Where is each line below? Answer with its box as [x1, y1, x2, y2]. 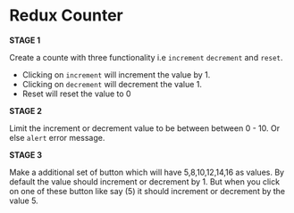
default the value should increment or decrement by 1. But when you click [9, 176, 280, 187]
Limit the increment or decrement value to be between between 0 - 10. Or [9, 122, 280, 134]
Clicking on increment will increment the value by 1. [21, 69, 211, 80]
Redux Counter [9, 5, 123, 26]
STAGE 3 [9, 149, 43, 160]
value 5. [9, 195, 38, 206]
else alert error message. [9, 132, 105, 143]
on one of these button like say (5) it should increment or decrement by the [9, 185, 286, 196]
